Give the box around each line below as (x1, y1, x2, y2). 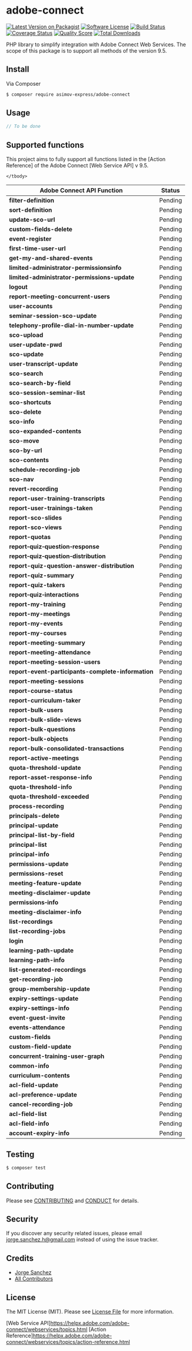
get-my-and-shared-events (9, 254, 93, 262)
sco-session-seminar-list (9, 389, 85, 397)
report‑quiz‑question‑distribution (9, 552, 106, 560)
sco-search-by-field (9, 379, 71, 388)
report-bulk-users (9, 706, 64, 714)
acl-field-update (9, 1081, 59, 1089)
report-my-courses (9, 629, 67, 637)
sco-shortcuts (9, 398, 51, 407)
